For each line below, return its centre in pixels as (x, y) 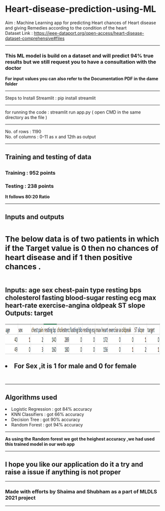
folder (12, 84)
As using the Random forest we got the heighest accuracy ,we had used (80, 439)
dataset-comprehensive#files (35, 38)
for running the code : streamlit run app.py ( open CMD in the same (73, 112)
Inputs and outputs (35, 217)
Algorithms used (31, 397)
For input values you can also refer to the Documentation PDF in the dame (82, 79)
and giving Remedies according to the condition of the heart (66, 28)
